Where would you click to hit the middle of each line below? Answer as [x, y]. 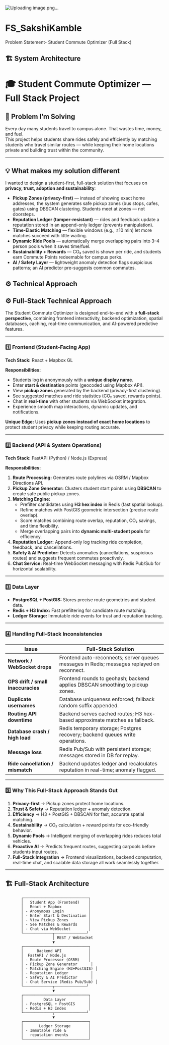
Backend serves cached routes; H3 [101, 713]
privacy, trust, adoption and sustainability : [51, 188]
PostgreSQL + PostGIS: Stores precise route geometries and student [84, 600]
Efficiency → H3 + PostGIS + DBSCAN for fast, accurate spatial [78, 814]
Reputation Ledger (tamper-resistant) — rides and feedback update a [86, 220]
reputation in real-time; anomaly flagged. [108, 770]
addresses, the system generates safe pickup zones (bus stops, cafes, [86, 203]
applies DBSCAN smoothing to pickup [104, 685]
